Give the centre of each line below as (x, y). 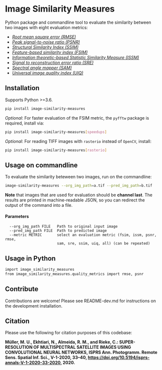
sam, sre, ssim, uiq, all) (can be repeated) (103, 244)
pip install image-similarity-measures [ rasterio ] (56, 150)
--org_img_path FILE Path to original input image (64, 227)
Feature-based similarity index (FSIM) (50, 52)
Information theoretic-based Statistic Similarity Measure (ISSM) (75, 57)
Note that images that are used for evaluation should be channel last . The (79, 195)
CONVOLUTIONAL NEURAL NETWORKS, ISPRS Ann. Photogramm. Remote (81, 353)
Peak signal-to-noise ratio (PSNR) (46, 42)
